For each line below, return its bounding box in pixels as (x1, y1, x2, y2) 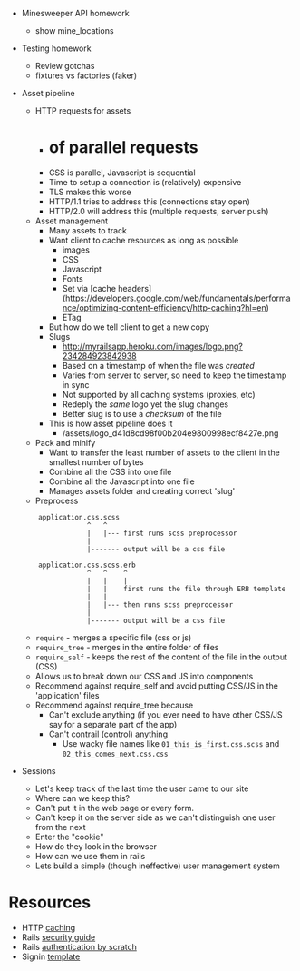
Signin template (21, 951, 81, 962)
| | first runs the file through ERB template (86, 584, 286, 593)
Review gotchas (34, 61, 95, 71)
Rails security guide (21, 931, 96, 943)
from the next (34, 821, 86, 832)
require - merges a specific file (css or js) (34, 631, 192, 643)
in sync (62, 379, 90, 390)
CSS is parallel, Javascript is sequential (48, 167, 196, 178)
